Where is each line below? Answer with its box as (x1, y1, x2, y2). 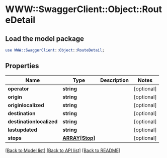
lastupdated (8, 126, 38, 133)
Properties (5, 62, 39, 70)
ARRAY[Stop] (62, 134, 96, 141)
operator (8, 85, 29, 92)
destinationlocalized (8, 118, 58, 125)
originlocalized (8, 101, 44, 109)
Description (100, 77, 129, 84)
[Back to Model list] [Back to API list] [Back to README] (5, 147, 121, 153)
